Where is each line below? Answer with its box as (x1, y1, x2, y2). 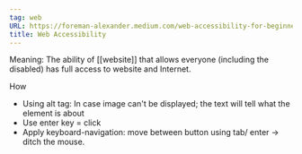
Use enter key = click (22, 117, 102, 128)
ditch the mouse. (22, 136, 85, 148)
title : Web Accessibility (9, 30, 106, 38)
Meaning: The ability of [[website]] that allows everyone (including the (9, 55, 270, 65)
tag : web (9, 13, 42, 22)
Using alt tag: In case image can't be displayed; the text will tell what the (22, 98, 290, 109)
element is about (22, 108, 85, 119)
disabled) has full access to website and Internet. (9, 64, 191, 74)
